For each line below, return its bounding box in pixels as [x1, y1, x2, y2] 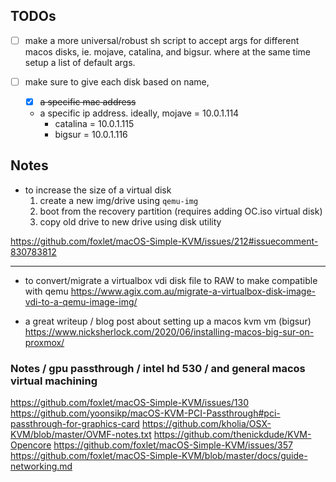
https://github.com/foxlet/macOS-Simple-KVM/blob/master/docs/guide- [10, 450, 308, 462]
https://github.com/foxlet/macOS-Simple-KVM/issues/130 [10, 397, 250, 409]
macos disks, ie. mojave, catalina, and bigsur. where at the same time [24, 45, 311, 58]
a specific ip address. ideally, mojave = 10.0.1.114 [39, 107, 240, 119]
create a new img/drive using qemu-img [39, 194, 199, 206]
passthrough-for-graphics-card [10, 418, 140, 430]
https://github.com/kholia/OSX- [141, 418, 272, 430]
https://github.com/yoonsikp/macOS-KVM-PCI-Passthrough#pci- [10, 407, 281, 419]
